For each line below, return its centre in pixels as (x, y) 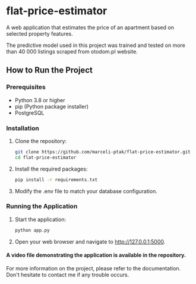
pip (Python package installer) (52, 106)
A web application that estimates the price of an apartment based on (90, 27)
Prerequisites (26, 87)
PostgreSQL (29, 113)
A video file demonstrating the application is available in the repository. (96, 255)
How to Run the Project (50, 70)
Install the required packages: (51, 169)
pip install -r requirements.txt (56, 179)
